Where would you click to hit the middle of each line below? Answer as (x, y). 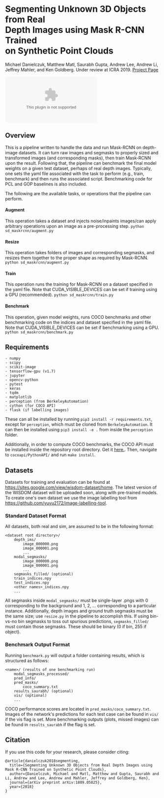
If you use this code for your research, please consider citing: (67, 752)
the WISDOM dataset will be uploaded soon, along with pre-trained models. (82, 493)
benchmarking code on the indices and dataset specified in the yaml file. (79, 322)
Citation (18, 740)
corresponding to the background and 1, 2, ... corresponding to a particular (81, 606)
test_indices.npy (32, 583)
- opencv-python (22, 380)
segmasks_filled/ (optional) (44, 574)
